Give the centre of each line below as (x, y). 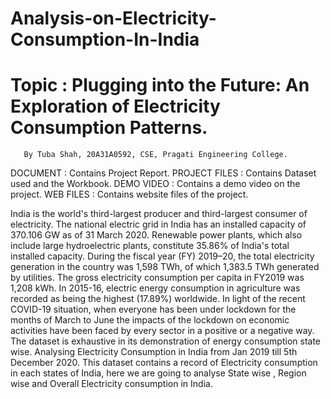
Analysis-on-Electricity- (113, 18)
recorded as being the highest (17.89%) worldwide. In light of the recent (158, 299)
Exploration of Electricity (115, 106)
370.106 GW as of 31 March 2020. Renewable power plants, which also (156, 235)
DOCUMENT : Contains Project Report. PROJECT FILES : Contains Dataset (163, 173)
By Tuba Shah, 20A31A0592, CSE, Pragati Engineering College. (155, 155)
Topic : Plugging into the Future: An (160, 85)
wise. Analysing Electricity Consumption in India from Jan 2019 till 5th (154, 352)
